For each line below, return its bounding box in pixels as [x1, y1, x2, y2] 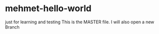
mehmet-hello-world [5, 3, 92, 14]
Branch [5, 24, 20, 30]
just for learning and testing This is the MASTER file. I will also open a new [5, 19, 155, 25]
